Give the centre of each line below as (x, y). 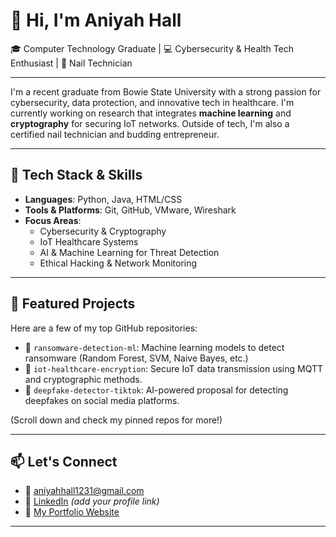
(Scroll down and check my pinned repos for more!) (116, 420)
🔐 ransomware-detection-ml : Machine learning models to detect (154, 347)
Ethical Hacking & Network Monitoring (118, 263)
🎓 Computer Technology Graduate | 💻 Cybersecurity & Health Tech (152, 48)
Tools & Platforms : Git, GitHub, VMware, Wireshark (130, 210)
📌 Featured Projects (73, 304)
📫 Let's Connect (64, 461)
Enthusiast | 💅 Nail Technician (71, 63)
